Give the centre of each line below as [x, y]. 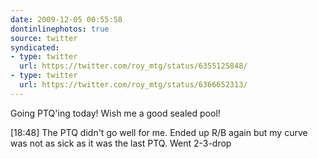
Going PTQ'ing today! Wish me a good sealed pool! [115, 113]
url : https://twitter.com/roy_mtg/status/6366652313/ [133, 85]
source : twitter [44, 38]
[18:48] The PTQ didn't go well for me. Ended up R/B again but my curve [159, 132]
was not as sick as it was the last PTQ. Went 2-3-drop [121, 143]
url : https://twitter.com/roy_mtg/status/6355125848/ [133, 66]
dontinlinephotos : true [60, 29]
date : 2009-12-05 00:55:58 [66, 19]
